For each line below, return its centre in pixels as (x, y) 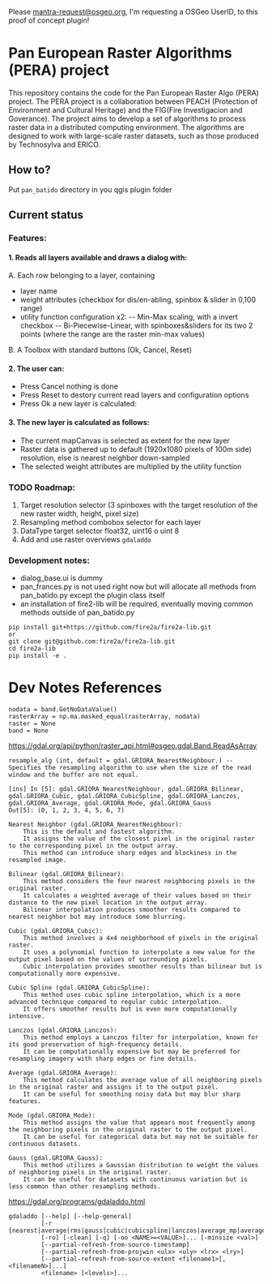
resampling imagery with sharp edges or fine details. (103, 1059)
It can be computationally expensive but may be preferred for (132, 1052)
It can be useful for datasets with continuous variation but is (136, 1179)
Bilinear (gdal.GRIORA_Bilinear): (67, 874)
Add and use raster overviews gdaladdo (85, 539)
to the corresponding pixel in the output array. (94, 846)
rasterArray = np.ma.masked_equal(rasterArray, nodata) (104, 717)
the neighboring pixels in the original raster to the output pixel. (128, 1130)
